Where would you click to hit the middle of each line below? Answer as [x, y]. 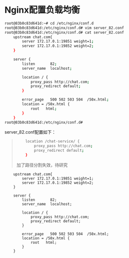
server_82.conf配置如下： [30, 132]
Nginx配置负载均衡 [42, 10]
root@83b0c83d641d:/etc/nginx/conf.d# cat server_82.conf [64, 32]
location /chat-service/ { [53, 141]
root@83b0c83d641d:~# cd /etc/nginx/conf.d [49, 23]
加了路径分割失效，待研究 [42, 165]
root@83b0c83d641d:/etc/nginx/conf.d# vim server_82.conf [64, 28]
